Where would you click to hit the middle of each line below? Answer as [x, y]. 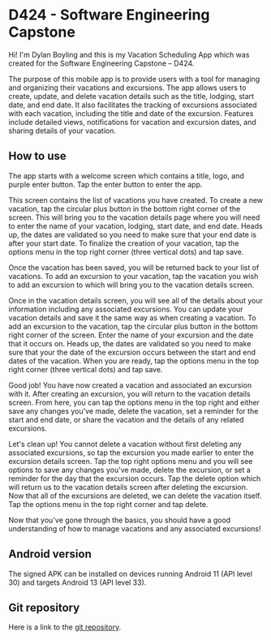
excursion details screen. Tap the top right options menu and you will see [131, 461]
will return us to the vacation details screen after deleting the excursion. [128, 487]
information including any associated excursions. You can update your [126, 309]
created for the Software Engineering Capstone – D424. [101, 63]
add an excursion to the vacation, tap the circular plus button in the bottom [133, 326]
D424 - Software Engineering [109, 15]
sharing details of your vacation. [62, 131]
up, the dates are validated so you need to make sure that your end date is [133, 234]
